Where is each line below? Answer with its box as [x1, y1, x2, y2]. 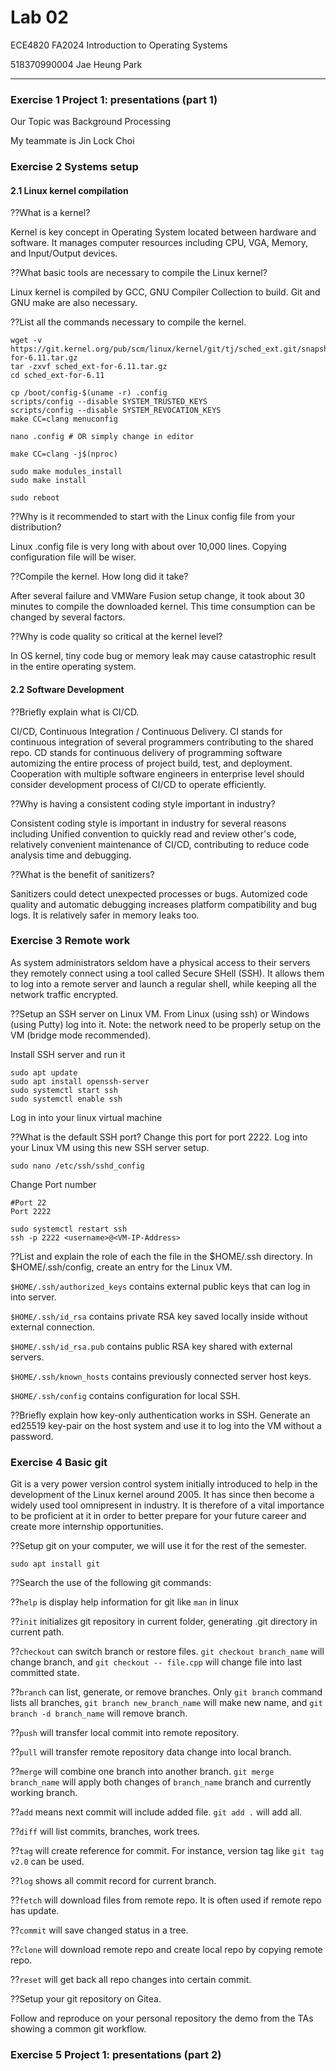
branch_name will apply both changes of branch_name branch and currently [10, 1776, 312, 1788]
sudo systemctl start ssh [10, 1085, 118, 1095]
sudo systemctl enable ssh [10, 1094, 123, 1104]
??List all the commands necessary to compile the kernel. [10, 316, 247, 328]
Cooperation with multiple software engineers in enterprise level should [10, 767, 305, 780]
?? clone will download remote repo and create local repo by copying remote [10, 1944, 323, 1956]
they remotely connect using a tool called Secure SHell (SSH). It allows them [10, 967, 325, 979]
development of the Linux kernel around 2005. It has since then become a [10, 1489, 315, 1501]
